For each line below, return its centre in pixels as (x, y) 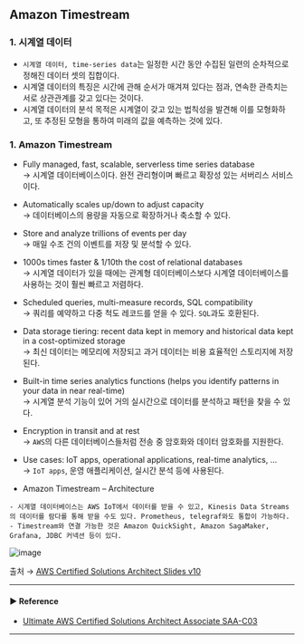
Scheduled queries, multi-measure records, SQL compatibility (138, 302)
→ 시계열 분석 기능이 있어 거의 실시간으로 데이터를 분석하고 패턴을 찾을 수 (152, 401)
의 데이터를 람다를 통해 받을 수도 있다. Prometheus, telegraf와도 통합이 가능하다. (150, 516)
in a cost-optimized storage (74, 341)
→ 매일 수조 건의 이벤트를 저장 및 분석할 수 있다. (107, 244)
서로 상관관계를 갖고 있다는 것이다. (83, 98)
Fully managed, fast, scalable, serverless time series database (138, 164)
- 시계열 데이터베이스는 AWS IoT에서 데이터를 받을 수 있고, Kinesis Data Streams (149, 506)
